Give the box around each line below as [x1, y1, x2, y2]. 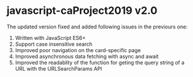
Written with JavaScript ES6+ [15, 34, 86, 41]
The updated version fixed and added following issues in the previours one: [6, 23, 188, 30]
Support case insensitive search [15, 41, 93, 47]
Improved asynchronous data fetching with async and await [15, 53, 159, 60]
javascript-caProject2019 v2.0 [6, 4, 158, 17]
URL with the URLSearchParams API [15, 65, 103, 72]
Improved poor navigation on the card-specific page [15, 46, 141, 53]
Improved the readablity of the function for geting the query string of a [15, 59, 185, 66]
